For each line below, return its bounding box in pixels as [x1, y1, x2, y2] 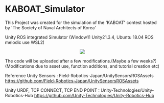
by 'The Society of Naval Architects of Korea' [5, 24, 96, 30]
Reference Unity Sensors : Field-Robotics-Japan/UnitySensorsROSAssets [5, 72, 154, 79]
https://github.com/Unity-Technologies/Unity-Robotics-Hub [34, 92, 155, 98]
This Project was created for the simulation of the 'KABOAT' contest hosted [5, 20, 157, 25]
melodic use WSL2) [5, 39, 45, 45]
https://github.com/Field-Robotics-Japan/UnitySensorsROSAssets [5, 78, 139, 83]
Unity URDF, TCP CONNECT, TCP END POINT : [5, 87, 100, 93]
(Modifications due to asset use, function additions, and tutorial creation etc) [5, 63, 160, 69]
